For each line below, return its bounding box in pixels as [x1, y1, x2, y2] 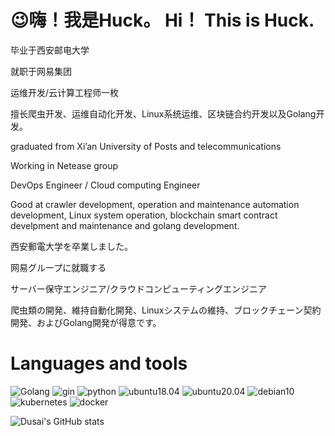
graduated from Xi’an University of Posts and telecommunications [10, 140, 282, 152]
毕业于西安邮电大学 [10, 44, 90, 56]
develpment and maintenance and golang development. [10, 219, 240, 231]
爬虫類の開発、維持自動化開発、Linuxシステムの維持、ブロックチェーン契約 [10, 304, 322, 316]
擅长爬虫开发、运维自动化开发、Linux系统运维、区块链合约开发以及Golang [10, 107, 317, 120]
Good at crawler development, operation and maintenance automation [10, 198, 300, 210]
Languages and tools [10, 352, 188, 375]
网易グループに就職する [10, 261, 107, 273]
